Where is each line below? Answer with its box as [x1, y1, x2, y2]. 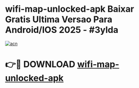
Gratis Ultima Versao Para [5, 14, 112, 25]
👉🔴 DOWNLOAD [5, 59, 75, 70]
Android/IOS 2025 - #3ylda [5, 25, 118, 35]
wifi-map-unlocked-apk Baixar [5, 3, 135, 15]
